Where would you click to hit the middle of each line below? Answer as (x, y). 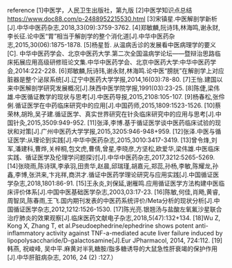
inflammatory (26, 233)
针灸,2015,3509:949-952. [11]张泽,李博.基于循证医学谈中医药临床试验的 (114, 123)
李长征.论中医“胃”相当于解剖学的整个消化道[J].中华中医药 (88, 36)
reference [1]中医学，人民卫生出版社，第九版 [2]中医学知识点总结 (100, 10)
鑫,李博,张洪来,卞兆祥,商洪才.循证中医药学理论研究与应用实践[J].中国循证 (110, 175)
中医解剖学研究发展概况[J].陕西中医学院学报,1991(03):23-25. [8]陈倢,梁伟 (116, 88)
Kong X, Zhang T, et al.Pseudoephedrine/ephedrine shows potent (100, 226)
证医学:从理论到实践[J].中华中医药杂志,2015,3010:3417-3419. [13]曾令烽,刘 (112, 140)
